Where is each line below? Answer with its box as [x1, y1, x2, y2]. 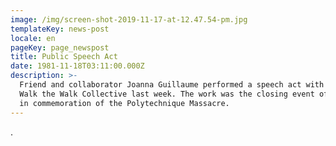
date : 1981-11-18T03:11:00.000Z [10, 61, 145, 71]
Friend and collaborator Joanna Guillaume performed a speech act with [19, 80, 325, 90]
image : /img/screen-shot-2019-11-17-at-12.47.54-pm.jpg [10, 14, 248, 25]
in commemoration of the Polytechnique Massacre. [19, 98, 230, 108]
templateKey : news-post [10, 24, 110, 34]
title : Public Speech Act [10, 52, 118, 62]
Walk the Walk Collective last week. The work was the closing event [19, 89, 315, 99]
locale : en [10, 33, 56, 43]
